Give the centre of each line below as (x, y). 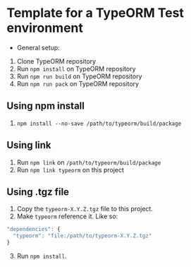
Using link (29, 145)
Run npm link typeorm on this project (70, 170)
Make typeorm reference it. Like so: (67, 216)
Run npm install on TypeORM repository (76, 69)
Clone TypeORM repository (56, 61)
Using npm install (46, 106)
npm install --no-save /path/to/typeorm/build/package (99, 124)
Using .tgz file (38, 192)
